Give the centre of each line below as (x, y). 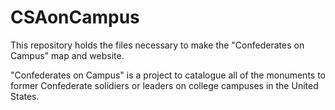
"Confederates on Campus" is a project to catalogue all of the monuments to (168, 75)
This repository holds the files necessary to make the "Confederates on (157, 45)
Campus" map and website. (67, 55)
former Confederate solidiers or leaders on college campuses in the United (164, 85)
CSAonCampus (75, 17)
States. (25, 96)
